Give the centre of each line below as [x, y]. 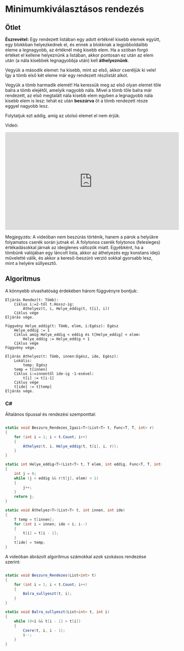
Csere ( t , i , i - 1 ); [44, 630]
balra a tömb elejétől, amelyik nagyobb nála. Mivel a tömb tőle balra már [79, 90]
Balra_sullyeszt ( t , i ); [47, 594]
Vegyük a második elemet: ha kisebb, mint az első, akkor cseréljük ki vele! [81, 70]
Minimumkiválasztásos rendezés [75, 9]
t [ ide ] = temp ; [30, 543]
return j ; [24, 497]
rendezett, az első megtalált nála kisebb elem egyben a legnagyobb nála [79, 96]
